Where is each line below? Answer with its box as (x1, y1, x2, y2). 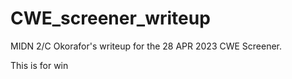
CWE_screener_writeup (10, 7, 211, 30)
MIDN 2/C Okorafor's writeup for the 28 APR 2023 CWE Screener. (10, 40, 283, 52)
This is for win (10, 59, 69, 71)
